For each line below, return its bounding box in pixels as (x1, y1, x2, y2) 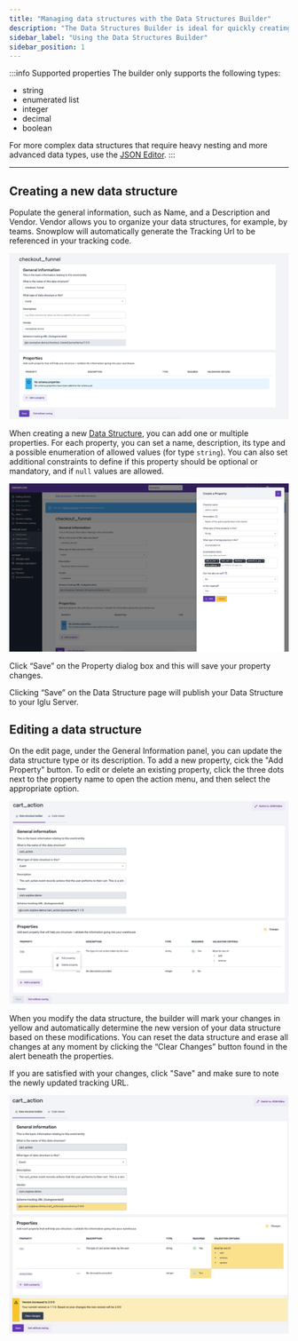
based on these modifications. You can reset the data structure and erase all (9, 1032, 288, 1043)
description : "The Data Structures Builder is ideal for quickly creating (9, 23, 292, 33)
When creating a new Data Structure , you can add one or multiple (9, 427, 249, 439)
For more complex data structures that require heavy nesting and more (9, 140, 268, 151)
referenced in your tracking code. (9, 235, 132, 246)
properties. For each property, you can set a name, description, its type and (9, 437, 286, 448)
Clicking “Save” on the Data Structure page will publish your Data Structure (9, 686, 284, 697)
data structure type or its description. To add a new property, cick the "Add (9, 755, 284, 766)
